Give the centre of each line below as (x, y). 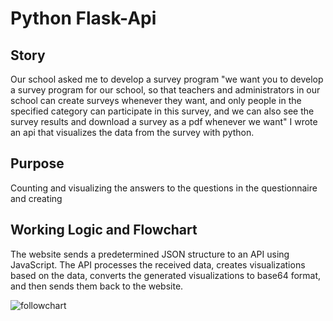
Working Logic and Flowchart (104, 230)
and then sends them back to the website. (97, 286)
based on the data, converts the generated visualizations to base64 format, (166, 275)
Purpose (37, 163)
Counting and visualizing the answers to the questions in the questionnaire (164, 188)
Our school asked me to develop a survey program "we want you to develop (167, 79)
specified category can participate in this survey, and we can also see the (162, 111)
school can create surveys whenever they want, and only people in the (156, 100)
